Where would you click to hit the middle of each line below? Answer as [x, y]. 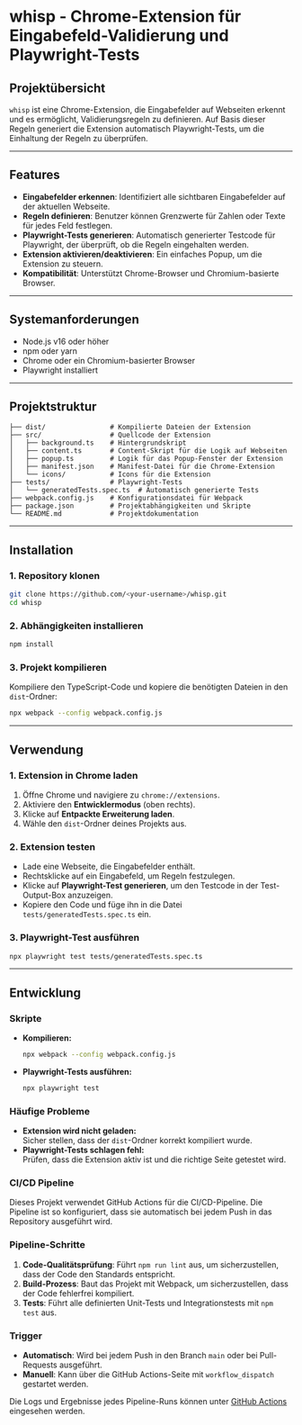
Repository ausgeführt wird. [61, 1222]
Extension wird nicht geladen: [79, 1131]
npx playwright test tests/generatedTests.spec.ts [106, 956]
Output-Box [44, 895]
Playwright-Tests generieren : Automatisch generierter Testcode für [149, 235]
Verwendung [46, 749]
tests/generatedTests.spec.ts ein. [87, 915]
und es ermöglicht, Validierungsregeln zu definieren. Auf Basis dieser [138, 119]
